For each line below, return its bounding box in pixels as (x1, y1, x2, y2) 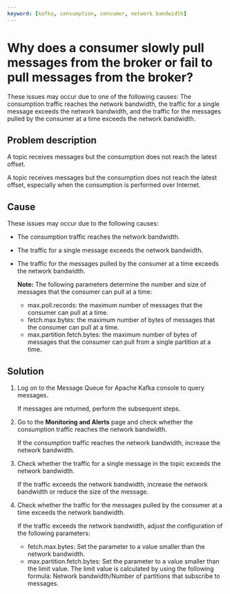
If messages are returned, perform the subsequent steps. (17, 404, 181, 413)
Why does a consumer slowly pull (7, 39, 205, 55)
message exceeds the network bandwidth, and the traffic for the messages (7, 107, 221, 115)
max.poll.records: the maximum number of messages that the (27, 301, 203, 309)
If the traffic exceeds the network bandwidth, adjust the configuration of (17, 522, 223, 530)
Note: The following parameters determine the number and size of (17, 280, 207, 289)
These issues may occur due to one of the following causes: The (7, 92, 191, 100)
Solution (7, 365, 44, 377)
